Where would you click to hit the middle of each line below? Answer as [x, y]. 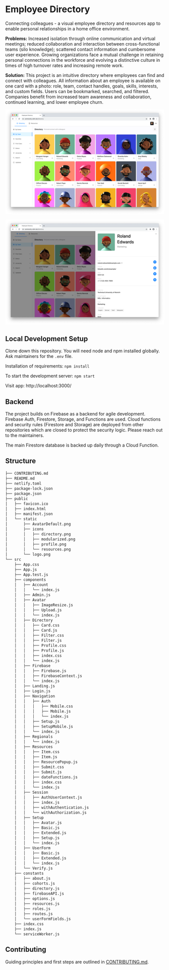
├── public [17, 499]
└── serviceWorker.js [37, 934]
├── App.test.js [32, 575]
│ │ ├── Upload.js [38, 610]
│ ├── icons [24, 529]
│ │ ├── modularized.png [40, 539]
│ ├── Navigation [35, 696]
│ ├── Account [32, 585]
